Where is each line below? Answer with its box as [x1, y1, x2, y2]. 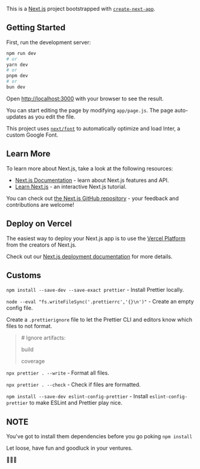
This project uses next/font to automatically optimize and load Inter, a [6, 125, 181, 132]
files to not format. [6, 323, 53, 330]
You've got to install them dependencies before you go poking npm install [6, 433, 193, 440]
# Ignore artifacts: [21, 334, 66, 341]
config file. [6, 305, 33, 312]
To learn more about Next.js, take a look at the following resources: [6, 164, 173, 172]
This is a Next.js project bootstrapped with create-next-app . [6, 5, 156, 12]
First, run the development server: [6, 39, 91, 46]
